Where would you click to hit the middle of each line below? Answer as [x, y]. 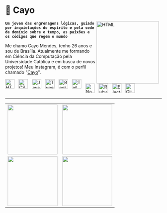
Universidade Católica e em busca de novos [50, 61]
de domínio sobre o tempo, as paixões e [48, 32]
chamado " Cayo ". [23, 72]
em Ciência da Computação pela [39, 56]
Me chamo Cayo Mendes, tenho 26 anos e [49, 46]
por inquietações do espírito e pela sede [50, 28]
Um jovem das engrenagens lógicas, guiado [50, 23]
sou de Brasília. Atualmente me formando [47, 51]
